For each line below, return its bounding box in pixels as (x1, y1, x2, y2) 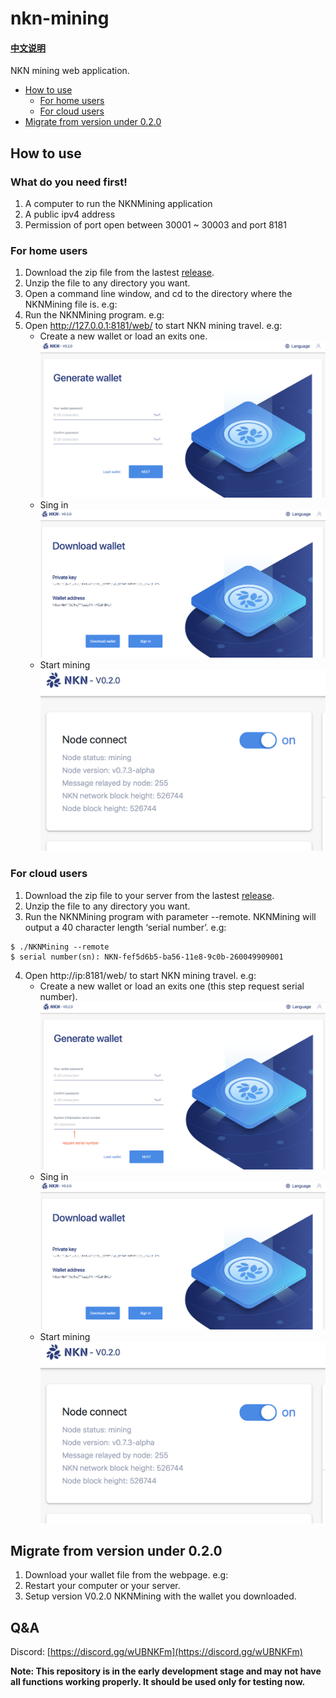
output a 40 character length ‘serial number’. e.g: (24, 921, 227, 933)
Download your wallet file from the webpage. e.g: (24, 1569, 229, 1581)
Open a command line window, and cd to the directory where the (24, 288, 293, 300)
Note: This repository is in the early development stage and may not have (10, 1665, 322, 1677)
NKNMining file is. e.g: (24, 298, 118, 311)
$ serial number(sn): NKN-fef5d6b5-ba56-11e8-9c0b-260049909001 (10, 952, 284, 962)
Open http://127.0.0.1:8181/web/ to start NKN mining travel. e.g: (24, 320, 283, 332)
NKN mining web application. (10, 65, 130, 77)
